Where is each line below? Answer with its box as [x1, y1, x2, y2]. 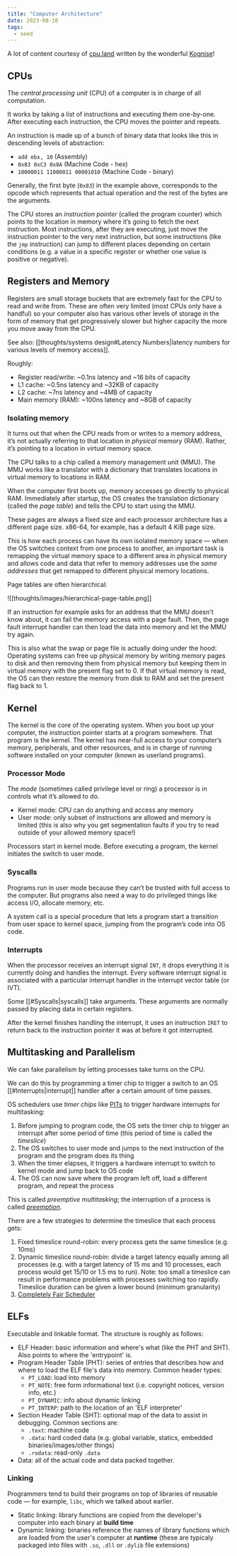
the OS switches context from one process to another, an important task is [7, 544, 224, 552]
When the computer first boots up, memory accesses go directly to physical [7, 487, 229, 495]
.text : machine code [28, 1426, 90, 1434]
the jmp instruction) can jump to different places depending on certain [7, 240, 211, 248]
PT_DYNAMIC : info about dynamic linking [28, 1395, 141, 1404]
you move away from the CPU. [7, 324, 96, 332]
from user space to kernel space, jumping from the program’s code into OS [7, 919, 226, 928]
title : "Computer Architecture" [7, 10, 103, 18]
